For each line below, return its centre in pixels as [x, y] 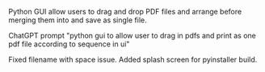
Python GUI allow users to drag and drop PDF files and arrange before [125, 12]
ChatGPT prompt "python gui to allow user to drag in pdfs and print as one [132, 36]
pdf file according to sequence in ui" [69, 44]
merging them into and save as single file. [78, 20]
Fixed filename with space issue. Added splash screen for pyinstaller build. [133, 60]
